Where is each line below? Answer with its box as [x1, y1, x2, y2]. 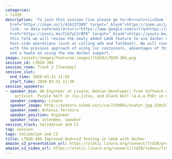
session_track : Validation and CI [5, 122, 79, 127]
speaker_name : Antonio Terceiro [10, 108, 79, 113]
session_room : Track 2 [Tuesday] [5, 65, 77, 70]
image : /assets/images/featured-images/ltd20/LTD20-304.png [5, 55, 137, 61]
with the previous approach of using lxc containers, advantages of [10, 46, 159, 51]
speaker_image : [10, 103, 42, 108]
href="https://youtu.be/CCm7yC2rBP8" [10, 31, 91, 36]
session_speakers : [5, 84, 45, 89]
